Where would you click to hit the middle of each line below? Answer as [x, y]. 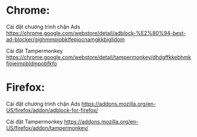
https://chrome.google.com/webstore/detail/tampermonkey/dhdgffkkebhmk [98, 57]
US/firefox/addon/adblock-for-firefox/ [52, 110]
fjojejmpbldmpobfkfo [32, 63]
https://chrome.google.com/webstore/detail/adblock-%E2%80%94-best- [96, 33]
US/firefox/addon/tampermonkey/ [47, 128]
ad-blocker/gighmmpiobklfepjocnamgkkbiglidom [66, 39]
